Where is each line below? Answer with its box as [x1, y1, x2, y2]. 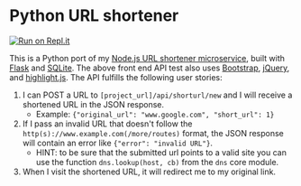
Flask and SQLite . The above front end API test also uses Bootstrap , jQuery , [9, 62, 290, 73]
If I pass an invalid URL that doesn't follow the [22, 118, 193, 129]
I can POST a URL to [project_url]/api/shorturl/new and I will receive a [22, 89, 293, 100]
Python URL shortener [9, 5, 179, 26]
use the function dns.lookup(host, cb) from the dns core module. [35, 156, 279, 167]
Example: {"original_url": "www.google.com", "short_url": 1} [35, 108, 275, 119]
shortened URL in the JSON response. [22, 98, 165, 109]
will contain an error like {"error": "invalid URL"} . [22, 137, 214, 148]
